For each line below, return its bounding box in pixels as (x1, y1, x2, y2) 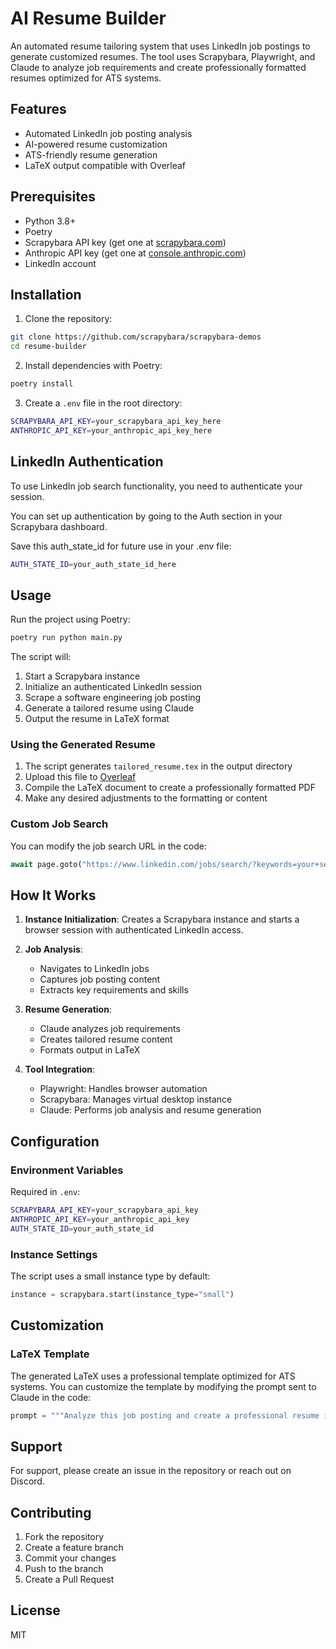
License (10, 1602, 61, 1619)
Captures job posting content (39, 973, 161, 986)
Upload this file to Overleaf (24, 771, 137, 783)
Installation (10, 286, 82, 303)
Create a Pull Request (24, 1573, 115, 1586)
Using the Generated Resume (10, 738, 156, 752)
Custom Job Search (10, 817, 109, 831)
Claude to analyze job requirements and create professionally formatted (10, 61, 307, 73)
